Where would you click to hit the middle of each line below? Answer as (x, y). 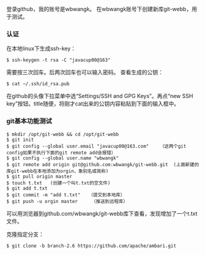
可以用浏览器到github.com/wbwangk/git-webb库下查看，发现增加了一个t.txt (102, 213)
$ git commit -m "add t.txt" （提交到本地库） (66, 195)
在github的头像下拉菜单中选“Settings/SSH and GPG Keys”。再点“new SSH (100, 96)
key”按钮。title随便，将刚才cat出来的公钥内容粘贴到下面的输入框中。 (93, 104)
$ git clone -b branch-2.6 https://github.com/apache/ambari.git (91, 246)
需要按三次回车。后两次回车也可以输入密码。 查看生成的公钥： (85, 72)
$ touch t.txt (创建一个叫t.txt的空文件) (58, 183)
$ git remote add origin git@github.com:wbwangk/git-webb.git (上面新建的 (103, 164)
